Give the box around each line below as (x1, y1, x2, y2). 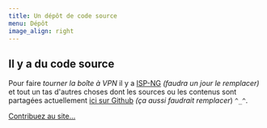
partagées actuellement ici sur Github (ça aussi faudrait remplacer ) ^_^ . (8, 96, 248, 105)
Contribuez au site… (8, 111, 76, 122)
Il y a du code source (8, 57, 115, 70)
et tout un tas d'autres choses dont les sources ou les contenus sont (8, 87, 237, 97)
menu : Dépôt (8, 19, 49, 28)
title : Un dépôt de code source (8, 11, 117, 20)
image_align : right (8, 27, 74, 35)
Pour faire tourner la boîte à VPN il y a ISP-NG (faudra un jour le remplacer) (8, 79, 260, 88)
